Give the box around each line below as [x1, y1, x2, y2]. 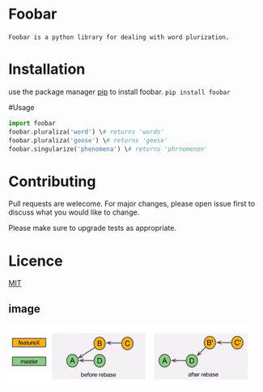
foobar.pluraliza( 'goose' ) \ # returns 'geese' [8, 136, 168, 144]
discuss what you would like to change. [8, 207, 140, 217]
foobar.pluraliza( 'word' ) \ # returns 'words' [8, 127, 164, 136]
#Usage [8, 102, 35, 112]
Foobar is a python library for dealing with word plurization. [8, 33, 230, 41]
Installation [8, 60, 86, 79]
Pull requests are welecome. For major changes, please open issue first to [8, 199, 256, 209]
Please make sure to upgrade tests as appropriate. [8, 224, 176, 233]
